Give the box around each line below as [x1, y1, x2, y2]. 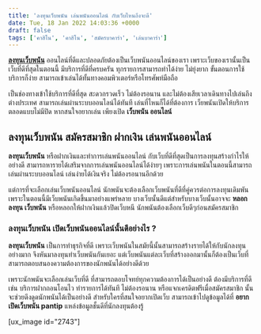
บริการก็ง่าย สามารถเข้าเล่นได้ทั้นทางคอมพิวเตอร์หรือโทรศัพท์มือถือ [8, 73, 178, 83]
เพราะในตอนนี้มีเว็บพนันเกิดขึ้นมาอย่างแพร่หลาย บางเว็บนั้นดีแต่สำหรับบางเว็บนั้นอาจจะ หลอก [8, 194, 248, 203]
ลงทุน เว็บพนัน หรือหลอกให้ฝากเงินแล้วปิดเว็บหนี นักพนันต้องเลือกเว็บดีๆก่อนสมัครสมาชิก [8, 203, 239, 212]
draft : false [8, 26, 51, 34]
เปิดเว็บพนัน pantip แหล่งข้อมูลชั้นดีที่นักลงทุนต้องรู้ [8, 302, 144, 311]
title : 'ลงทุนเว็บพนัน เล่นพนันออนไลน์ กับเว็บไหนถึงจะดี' [8, 11, 153, 20]
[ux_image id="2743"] [8, 317, 81, 327]
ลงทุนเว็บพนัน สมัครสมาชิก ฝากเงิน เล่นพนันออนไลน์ [8, 130, 212, 143]
